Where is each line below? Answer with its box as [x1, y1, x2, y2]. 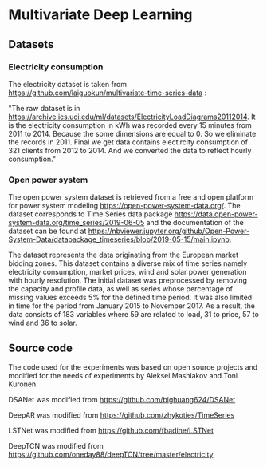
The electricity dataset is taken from [8, 79, 128, 89]
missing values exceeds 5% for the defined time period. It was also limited [8, 293, 253, 303]
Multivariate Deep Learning [8, 6, 193, 24]
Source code [8, 341, 73, 354]
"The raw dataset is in [8, 103, 80, 113]
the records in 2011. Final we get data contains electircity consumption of [8, 137, 249, 147]
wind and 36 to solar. [8, 318, 77, 328]
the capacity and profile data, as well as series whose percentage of [8, 284, 234, 294]
